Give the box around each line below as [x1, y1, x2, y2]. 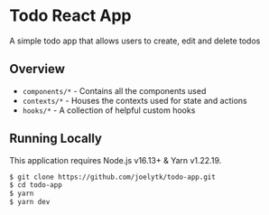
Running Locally [9, 131, 102, 146]
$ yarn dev [9, 198, 51, 207]
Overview [9, 61, 66, 77]
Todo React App [9, 5, 132, 26]
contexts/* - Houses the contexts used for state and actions [22, 95, 247, 106]
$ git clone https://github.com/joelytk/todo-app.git [9, 173, 217, 182]
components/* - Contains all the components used [22, 85, 207, 96]
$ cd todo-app [9, 181, 63, 190]
